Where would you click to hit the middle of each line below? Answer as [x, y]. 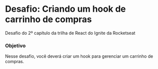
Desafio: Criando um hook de [66, 9]
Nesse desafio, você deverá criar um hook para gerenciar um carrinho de [79, 56]
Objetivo [15, 46]
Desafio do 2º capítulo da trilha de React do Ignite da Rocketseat [70, 33]
